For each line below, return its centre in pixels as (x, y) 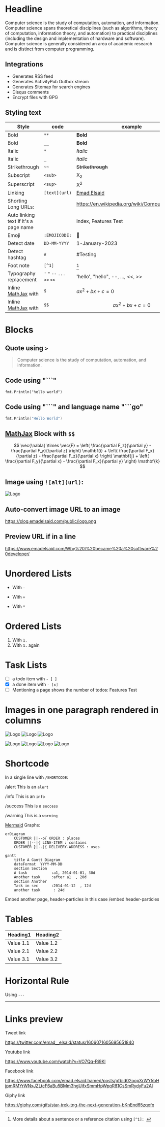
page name (21, 228)
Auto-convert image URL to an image (63, 509)
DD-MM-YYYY (56, 243)
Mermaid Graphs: (23, 825)
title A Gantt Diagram (37, 860)
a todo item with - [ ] (35, 679)
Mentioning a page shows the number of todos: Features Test (75, 690)
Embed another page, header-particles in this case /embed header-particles (82, 899)
